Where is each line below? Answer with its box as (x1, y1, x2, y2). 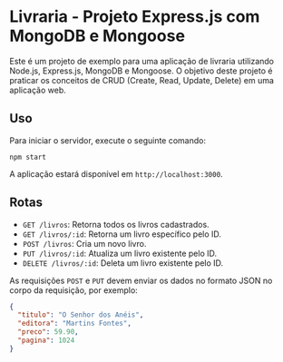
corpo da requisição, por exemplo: (9, 284, 138, 296)
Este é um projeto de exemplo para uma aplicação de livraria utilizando (9, 55, 275, 66)
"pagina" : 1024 (17, 336, 75, 346)
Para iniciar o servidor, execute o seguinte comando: (9, 134, 207, 146)
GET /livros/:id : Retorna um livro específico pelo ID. (22, 229, 222, 240)
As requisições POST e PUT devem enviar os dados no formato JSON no (9, 275, 273, 286)
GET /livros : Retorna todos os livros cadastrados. (22, 219, 210, 230)
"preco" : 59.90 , (17, 328, 79, 337)
